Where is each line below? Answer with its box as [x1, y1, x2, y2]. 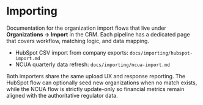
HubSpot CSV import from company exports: [15, 49, 128, 56]
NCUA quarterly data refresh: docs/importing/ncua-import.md [15, 61, 170, 68]
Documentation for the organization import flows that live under [6, 24, 166, 32]
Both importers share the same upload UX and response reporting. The [6, 72, 185, 80]
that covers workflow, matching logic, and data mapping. [6, 37, 150, 44]
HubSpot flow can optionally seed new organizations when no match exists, [6, 79, 197, 86]
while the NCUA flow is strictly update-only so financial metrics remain [6, 85, 185, 92]
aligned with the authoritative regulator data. [6, 92, 118, 99]
